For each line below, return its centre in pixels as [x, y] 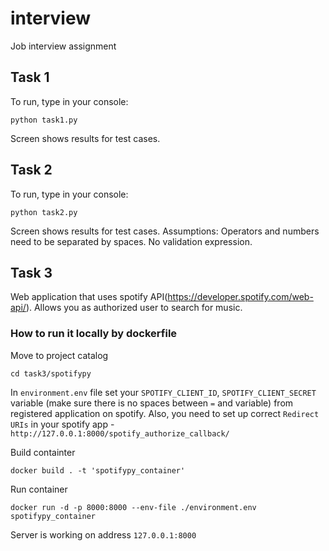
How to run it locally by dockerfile [94, 334]
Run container [39, 489]
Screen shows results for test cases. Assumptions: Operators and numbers [165, 231]
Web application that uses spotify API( [89, 297]
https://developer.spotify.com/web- [240, 297]
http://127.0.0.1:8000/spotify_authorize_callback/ [120, 433]
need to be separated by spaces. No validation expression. [131, 241]
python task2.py [44, 212]
